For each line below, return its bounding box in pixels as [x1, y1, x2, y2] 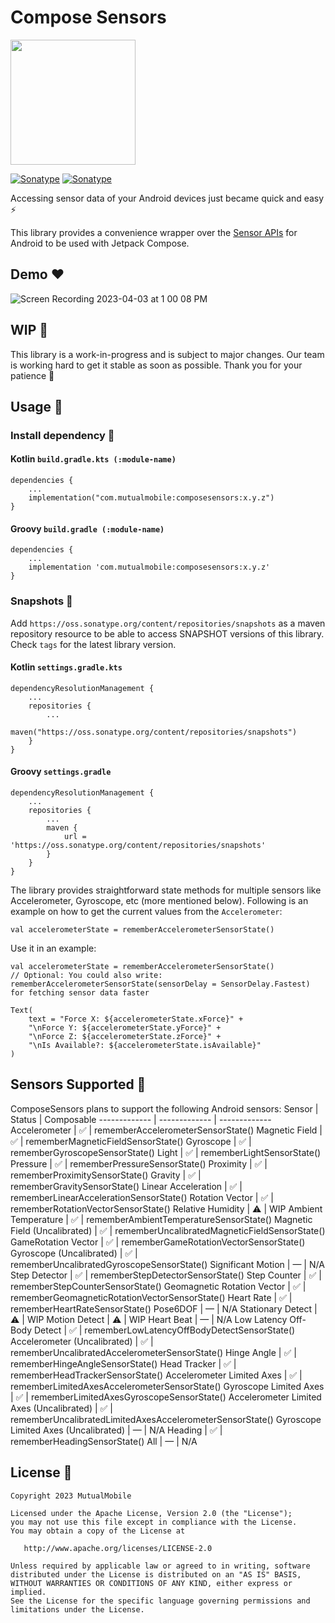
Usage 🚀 [10, 398, 63, 415]
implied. [10, 1587, 47, 1597]
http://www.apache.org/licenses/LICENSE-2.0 [23, 1543, 213, 1553]
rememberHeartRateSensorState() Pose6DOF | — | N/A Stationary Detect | [10, 1302, 318, 1315]
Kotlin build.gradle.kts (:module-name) [10, 453, 177, 465]
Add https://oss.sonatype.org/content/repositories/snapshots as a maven [10, 617, 326, 629]
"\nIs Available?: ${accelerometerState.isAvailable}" [28, 1040, 262, 1050]
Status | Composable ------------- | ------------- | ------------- [10, 1113, 272, 1125]
